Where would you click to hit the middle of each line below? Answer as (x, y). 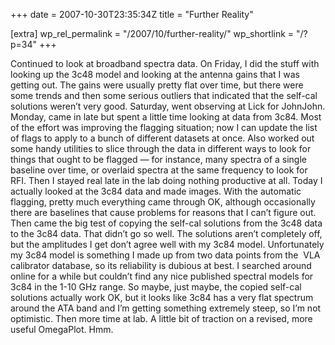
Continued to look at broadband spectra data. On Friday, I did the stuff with (165, 63)
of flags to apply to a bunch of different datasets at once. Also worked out (162, 138)
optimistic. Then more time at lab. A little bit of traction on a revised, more (161, 318)
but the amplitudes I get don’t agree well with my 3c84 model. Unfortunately (167, 244)
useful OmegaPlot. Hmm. (62, 329)
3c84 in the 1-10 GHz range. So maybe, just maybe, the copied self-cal (156, 287)
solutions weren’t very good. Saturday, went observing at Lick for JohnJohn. (168, 106)
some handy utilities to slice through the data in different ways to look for (161, 148)
